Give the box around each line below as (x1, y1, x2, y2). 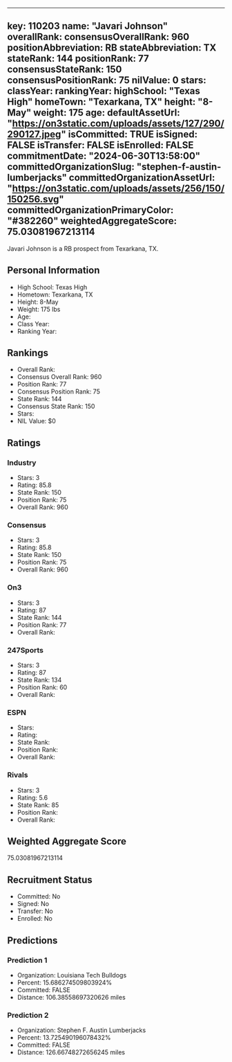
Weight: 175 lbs (17, 305, 61, 313)
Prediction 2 (7, 1010, 49, 1020)
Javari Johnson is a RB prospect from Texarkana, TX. (7, 244, 159, 253)
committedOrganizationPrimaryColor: (7, 204, 174, 216)
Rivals (7, 770, 28, 780)
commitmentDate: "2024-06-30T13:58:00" (7, 150, 201, 162)
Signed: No (17, 900, 50, 908)
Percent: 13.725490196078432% (17, 1034, 112, 1042)
